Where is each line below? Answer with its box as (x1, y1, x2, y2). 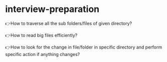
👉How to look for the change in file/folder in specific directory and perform (5, 44, 162, 50)
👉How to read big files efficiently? (5, 32, 78, 38)
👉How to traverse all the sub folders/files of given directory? (5, 20, 132, 26)
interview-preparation (5, 3, 100, 15)
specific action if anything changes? (5, 51, 80, 57)
